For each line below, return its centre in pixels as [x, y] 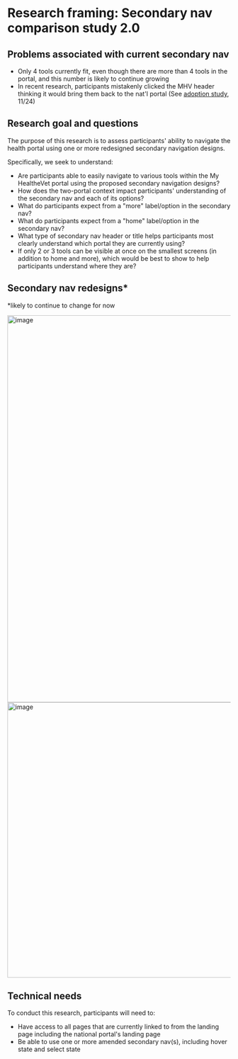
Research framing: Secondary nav [110, 13]
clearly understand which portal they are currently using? [101, 243]
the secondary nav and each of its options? [81, 198]
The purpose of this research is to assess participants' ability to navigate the [119, 140]
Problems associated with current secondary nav [118, 54]
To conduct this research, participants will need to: [81, 1013]
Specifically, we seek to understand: [60, 162]
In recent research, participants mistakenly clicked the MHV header [116, 86]
